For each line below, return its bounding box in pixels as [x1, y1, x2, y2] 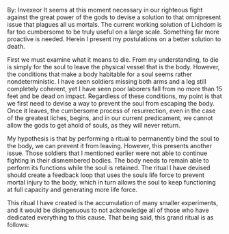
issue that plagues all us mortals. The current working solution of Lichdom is [7, 21, 222, 28]
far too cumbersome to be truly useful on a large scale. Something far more [7, 27, 220, 36]
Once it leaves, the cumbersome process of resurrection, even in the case [7, 106, 216, 115]
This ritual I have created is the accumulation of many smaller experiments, [7, 199, 219, 207]
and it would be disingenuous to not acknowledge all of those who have [7, 206, 210, 214]
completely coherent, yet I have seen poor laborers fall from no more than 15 [7, 85, 223, 93]
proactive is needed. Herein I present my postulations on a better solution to [7, 35, 221, 43]
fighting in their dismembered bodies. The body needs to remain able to [7, 156, 210, 164]
